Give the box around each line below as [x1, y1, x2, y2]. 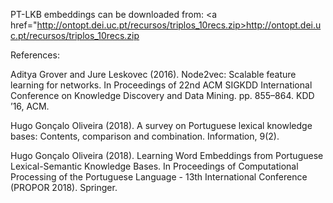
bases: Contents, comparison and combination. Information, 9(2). [10, 130, 280, 142]
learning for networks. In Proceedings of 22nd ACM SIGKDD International [10, 79, 313, 91]
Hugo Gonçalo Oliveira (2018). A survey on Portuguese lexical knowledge [10, 120, 313, 131]
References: [10, 49, 60, 61]
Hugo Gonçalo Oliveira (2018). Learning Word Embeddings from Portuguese [10, 150, 324, 161]
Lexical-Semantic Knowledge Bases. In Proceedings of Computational [10, 160, 299, 172]
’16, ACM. [10, 100, 50, 112]
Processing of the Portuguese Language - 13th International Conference [10, 171, 308, 183]
